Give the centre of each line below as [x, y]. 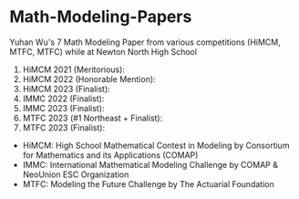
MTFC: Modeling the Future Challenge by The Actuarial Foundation [149, 183]
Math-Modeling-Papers [101, 17]
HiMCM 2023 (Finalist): [67, 89]
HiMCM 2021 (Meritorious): [74, 69]
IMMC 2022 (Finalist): [63, 99]
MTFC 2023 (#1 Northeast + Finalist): [93, 118]
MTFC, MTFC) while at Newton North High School [103, 51]
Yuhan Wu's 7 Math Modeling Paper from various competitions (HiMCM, [145, 42]
